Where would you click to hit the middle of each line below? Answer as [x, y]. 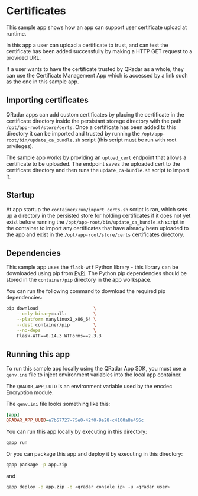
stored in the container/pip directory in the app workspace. [79, 280]
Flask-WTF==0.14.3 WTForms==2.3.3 [59, 336]
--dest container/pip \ [56, 325]
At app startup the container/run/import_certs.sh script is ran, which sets [97, 209]
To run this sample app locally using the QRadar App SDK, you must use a [96, 369]
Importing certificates [47, 100]
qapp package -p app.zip [37, 465]
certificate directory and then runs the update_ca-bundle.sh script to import [98, 170]
